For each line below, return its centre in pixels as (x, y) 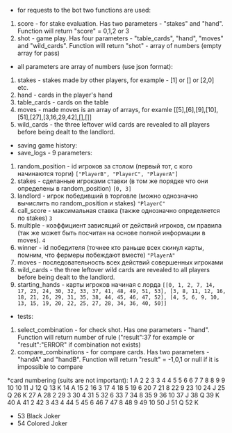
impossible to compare (50, 367)
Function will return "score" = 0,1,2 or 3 (73, 31)
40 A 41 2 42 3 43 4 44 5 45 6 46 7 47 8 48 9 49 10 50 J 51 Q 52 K (103, 402)
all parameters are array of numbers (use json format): (95, 66)
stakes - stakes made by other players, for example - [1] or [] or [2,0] (116, 80)
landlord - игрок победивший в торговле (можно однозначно (108, 196)
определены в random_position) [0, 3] (74, 188)
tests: (25, 316)
